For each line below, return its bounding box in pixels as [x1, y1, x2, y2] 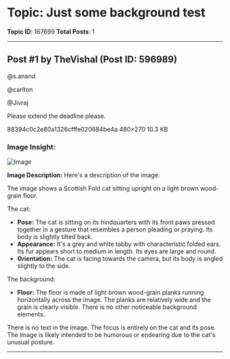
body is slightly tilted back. [16, 233, 93, 241]
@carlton [7, 85, 33, 93]
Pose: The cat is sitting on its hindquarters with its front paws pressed [16, 218, 216, 227]
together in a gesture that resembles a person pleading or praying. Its [16, 225, 214, 234]
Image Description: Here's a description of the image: [7, 171, 160, 179]
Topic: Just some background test [7, 5, 206, 21]
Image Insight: [7, 142, 56, 151]
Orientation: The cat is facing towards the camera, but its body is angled [16, 255, 223, 263]
